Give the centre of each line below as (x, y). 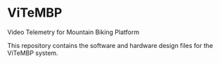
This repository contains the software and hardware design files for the (110, 45)
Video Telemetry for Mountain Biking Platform (73, 32)
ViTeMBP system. (33, 53)
